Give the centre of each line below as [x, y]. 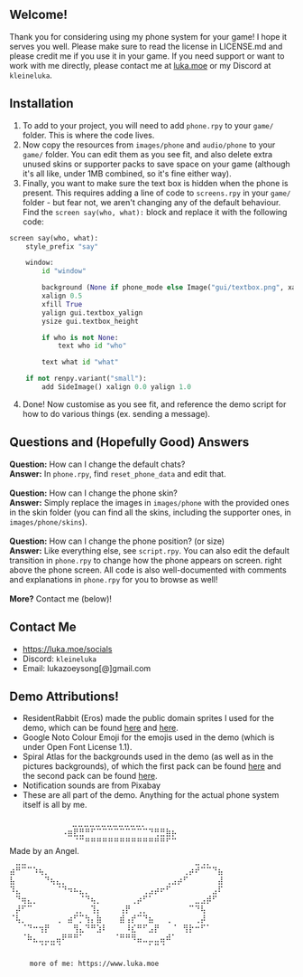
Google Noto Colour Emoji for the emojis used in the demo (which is [148, 737]
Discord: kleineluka [60, 659]
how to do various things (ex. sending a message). [116, 413]
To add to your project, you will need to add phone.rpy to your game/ [148, 125]
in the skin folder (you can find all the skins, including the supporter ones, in [150, 512]
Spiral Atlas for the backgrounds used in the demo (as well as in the [147, 757]
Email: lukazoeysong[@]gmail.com [87, 668]
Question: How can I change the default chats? [97, 464]
